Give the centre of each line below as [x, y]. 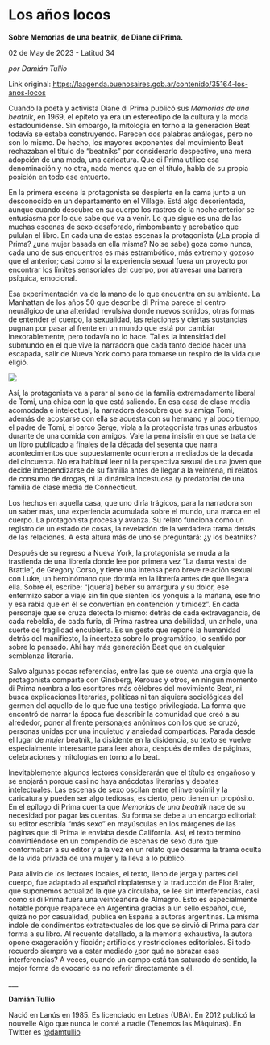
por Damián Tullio [38, 68]
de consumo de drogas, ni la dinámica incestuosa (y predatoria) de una [127, 478]
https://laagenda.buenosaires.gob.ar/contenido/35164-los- [150, 84]
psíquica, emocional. [43, 278]
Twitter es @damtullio [44, 1032]
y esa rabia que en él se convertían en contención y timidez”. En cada [124, 604]
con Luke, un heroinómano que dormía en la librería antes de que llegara [129, 578]
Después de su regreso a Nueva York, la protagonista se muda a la [119, 552]
